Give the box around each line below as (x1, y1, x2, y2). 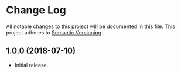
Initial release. (14, 61, 49, 68)
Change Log (6, 4, 66, 17)
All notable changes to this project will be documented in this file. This (6, 23, 176, 30)
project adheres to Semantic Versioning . (6, 29, 103, 36)
